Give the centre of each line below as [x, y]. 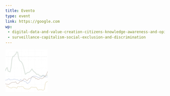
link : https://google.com [32, 21]
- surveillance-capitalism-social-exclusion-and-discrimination [76, 37]
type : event [18, 16]
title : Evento [20, 11]
